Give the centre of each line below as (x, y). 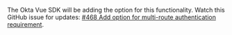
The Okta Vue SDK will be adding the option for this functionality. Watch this (116, 10)
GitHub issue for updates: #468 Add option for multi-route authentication (112, 17)
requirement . (25, 24)
